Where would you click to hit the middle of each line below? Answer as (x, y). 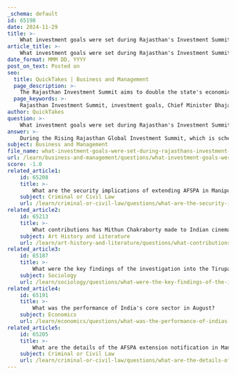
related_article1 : (34, 171)
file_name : (23, 151)
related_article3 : (34, 249)
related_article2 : (34, 210)
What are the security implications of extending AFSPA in (121, 191)
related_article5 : (34, 328)
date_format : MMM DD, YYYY (47, 60)
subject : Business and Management (58, 145)
